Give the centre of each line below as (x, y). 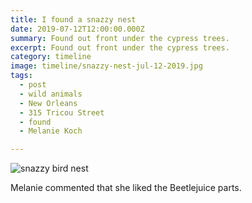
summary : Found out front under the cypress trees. (120, 38)
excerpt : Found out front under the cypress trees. (120, 47)
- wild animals (51, 94)
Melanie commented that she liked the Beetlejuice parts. (126, 188)
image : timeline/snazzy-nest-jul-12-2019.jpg (106, 66)
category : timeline (51, 57)
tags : (21, 76)
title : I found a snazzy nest (73, 19)
